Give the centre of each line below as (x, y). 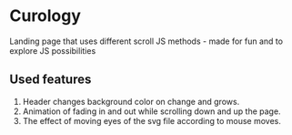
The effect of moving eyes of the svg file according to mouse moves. (152, 120)
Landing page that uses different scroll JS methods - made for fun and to (146, 41)
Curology (45, 16)
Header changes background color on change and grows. (131, 101)
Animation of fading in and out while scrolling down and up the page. (151, 111)
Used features (50, 80)
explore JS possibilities (53, 50)
